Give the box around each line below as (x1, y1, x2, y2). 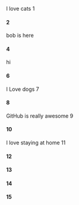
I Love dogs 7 (6, 86, 40, 93)
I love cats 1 (6, 5, 35, 12)
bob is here (6, 32, 34, 39)
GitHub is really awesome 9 (6, 112, 74, 119)
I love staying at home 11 (6, 139, 66, 146)
